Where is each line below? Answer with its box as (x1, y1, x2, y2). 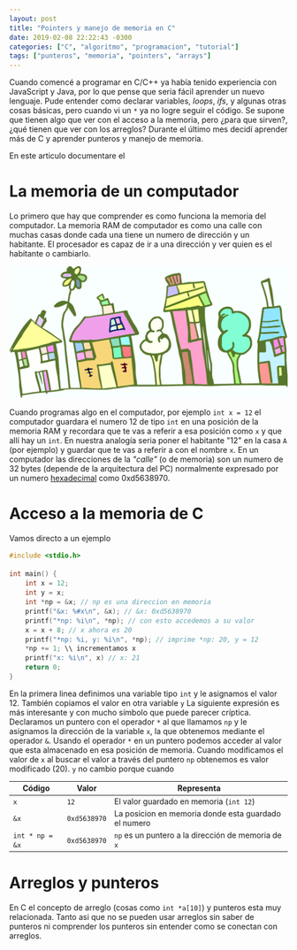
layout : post (9, 14, 57, 23)
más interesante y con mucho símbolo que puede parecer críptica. (9, 707, 252, 717)
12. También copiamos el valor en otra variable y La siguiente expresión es (9, 697, 280, 708)
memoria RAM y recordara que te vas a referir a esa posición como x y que (9, 425, 283, 436)
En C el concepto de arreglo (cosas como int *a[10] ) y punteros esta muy (9, 902, 282, 913)
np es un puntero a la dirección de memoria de (114, 830, 282, 840)
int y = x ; (25, 588, 65, 597)
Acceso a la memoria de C (9, 503, 204, 524)
